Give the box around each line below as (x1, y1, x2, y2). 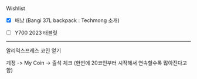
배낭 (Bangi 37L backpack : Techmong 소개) (14, 17, 120, 24)
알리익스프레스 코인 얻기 (6, 47, 62, 54)
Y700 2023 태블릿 (14, 29, 57, 37)
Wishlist (6, 5, 25, 12)
